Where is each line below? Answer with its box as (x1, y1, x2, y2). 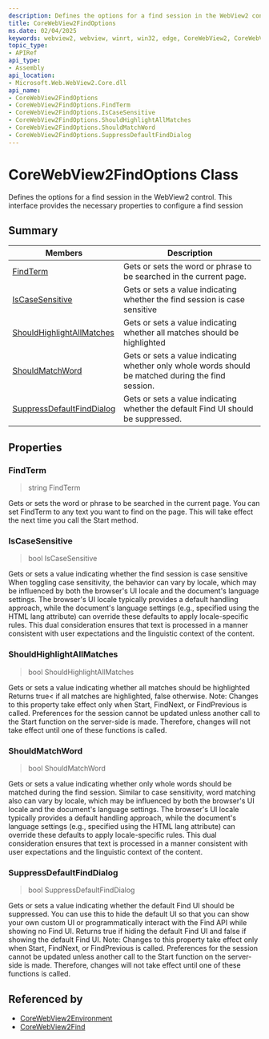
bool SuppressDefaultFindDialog (27, 885, 135, 895)
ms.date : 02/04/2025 (8, 26, 78, 34)
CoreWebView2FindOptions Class (8, 165, 239, 184)
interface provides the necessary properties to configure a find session (8, 200, 243, 210)
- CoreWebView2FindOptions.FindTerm (8, 101, 130, 109)
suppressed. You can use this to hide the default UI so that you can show (8, 909, 250, 919)
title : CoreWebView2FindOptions (8, 19, 116, 27)
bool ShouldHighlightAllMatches (27, 667, 134, 677)
